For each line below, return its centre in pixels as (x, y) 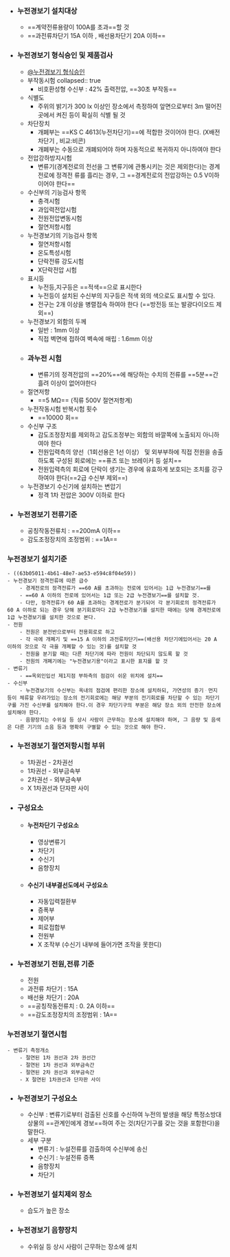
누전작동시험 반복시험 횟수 (62, 408)
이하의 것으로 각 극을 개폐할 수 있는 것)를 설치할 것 (72, 647)
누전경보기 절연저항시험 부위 (61, 746)
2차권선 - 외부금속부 (55, 779)
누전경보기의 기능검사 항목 (62, 235)
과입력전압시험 (57, 209)
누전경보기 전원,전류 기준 (56, 964)
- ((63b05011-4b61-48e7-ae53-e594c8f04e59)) (72, 574)
